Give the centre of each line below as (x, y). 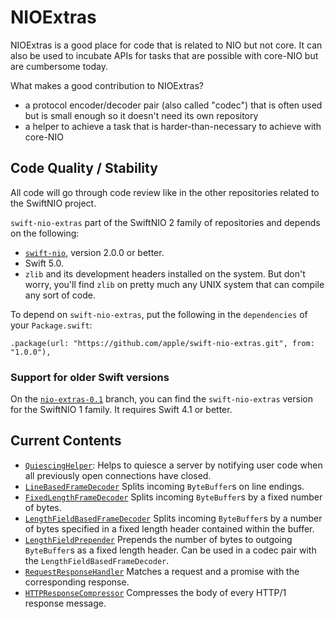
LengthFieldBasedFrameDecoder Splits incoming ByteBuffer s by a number (173, 518)
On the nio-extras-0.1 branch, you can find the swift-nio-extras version (161, 399)
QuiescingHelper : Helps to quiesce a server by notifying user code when (173, 465)
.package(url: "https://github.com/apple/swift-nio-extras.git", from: (162, 343)
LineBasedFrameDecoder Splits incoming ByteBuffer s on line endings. (164, 486)
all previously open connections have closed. (118, 475)
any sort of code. (60, 295)
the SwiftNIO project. (53, 203)
